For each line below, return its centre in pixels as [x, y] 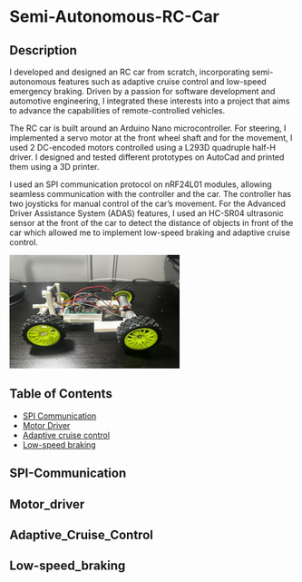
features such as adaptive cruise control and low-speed [162, 82]
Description [43, 50]
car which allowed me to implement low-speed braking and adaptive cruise [150, 232]
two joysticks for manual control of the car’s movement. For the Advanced [147, 203]
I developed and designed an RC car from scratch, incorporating [130, 72]
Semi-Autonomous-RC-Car [114, 17]
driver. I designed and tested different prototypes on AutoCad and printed [147, 157]
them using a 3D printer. [54, 167]
